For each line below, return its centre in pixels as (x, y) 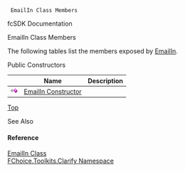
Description (105, 80)
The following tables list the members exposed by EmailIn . (92, 51)
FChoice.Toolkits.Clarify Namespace (60, 161)
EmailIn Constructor (53, 91)
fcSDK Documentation (40, 23)
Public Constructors (37, 65)
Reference (23, 137)
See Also (21, 122)
